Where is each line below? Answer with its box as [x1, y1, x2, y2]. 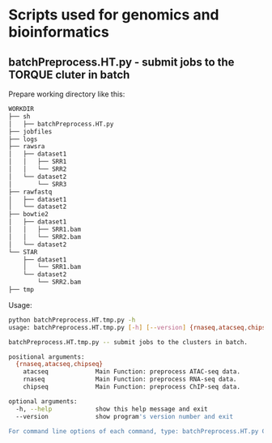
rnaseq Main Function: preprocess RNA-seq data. [23, 375, 237, 384]
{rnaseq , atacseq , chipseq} [15, 360, 104, 368]
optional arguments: [8, 397, 79, 406]
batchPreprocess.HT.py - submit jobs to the [8, 55, 235, 69]
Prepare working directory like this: [8, 89, 125, 99]
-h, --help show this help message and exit [15, 405, 208, 413]
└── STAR [8, 248, 38, 256]
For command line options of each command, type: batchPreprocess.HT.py [8, 427, 259, 435]
